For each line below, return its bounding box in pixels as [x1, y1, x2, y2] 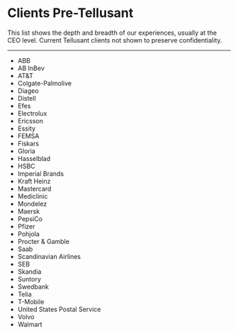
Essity [17, 124, 36, 133]
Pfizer [17, 222, 35, 230]
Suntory [17, 274, 41, 283]
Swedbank [17, 282, 50, 291]
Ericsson [17, 116, 44, 125]
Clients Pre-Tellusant [7, 5, 134, 21]
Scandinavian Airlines [17, 252, 81, 260]
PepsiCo [17, 214, 42, 223]
